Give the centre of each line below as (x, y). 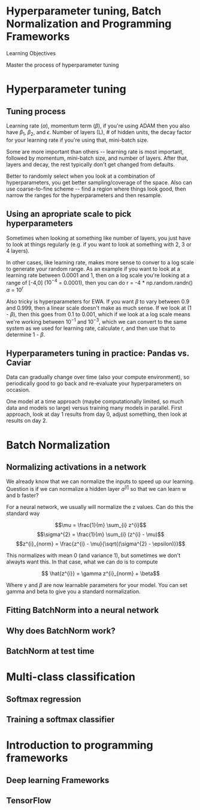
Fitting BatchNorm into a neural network (83, 610)
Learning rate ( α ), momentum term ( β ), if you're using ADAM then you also (98, 126)
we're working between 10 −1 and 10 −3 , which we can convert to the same (97, 321)
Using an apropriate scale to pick (69, 214)
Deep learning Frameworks (58, 780)
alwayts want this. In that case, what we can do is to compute (82, 562)
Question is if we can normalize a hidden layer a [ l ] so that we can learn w (96, 488)
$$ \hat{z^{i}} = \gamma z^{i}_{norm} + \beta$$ (101, 573)
